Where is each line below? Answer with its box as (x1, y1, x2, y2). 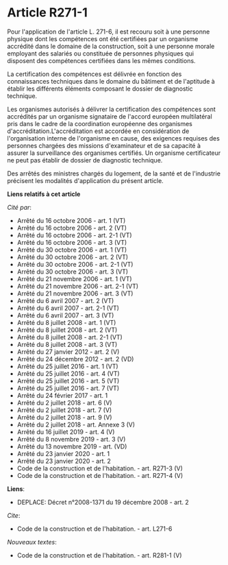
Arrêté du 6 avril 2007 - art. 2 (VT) (16, 296, 114, 304)
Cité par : (7, 203, 32, 211)
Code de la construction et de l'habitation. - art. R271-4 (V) (16, 471, 183, 479)
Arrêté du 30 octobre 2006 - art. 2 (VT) (16, 252, 129, 261)
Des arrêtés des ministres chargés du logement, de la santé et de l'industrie (7, 169, 221, 178)
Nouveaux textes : (7, 538, 57, 546)
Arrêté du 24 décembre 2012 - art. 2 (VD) (16, 354, 134, 363)
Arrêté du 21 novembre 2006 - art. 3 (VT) (16, 289, 134, 298)
